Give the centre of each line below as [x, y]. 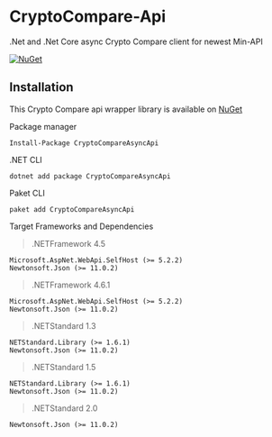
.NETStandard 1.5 [63, 367]
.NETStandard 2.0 [64, 408]
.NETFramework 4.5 [68, 243]
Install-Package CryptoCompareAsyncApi [84, 143]
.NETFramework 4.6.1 [71, 285]
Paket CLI [27, 193]
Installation [41, 87]
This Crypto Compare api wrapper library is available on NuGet [126, 109]
